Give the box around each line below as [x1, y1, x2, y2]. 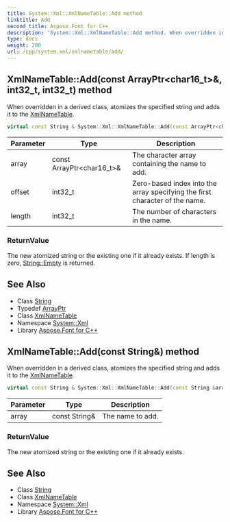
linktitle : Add [7, 16, 51, 23]
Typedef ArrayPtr [16, 304, 66, 312]
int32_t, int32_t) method [7, 84, 112, 96]
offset [10, 187, 29, 196]
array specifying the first [132, 187, 212, 196]
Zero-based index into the [132, 178, 217, 188]
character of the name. [132, 195, 206, 205]
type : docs [7, 36, 38, 43]
